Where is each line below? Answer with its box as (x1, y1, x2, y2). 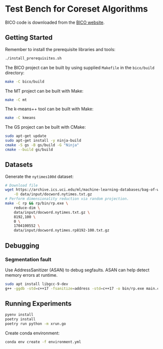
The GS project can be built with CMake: (5, 124, 86, 130)
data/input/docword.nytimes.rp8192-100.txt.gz (14, 228, 110, 233)
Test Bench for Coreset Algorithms (5, 3, 148, 15)
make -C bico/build (5, 79, 45, 84)
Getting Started (5, 33, 53, 42)
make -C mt (5, 97, 27, 102)
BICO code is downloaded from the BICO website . (5, 19, 105, 25)
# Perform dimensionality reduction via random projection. (5, 197, 130, 201)
